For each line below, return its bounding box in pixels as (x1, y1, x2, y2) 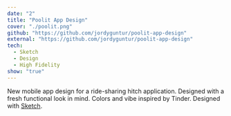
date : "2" (7, 10, 36, 17)
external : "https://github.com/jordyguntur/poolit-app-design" (7, 36, 194, 43)
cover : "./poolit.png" (7, 23, 73, 30)
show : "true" (7, 68, 45, 75)
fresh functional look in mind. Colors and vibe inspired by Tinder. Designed (7, 94, 221, 102)
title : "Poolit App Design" (7, 17, 89, 23)
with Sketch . (7, 101, 43, 110)
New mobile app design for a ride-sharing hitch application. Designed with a (7, 87, 225, 95)
